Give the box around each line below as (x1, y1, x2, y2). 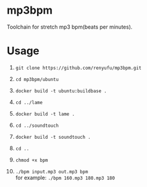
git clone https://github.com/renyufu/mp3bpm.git (15, 65, 142, 71)
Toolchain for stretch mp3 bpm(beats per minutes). (7, 23, 133, 30)
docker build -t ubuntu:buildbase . (15, 88, 107, 94)
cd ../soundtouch (15, 123, 59, 129)
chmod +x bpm (15, 157, 48, 163)
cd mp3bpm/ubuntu (15, 76, 59, 82)
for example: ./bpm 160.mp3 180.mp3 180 (15, 174, 115, 181)
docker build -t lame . (15, 111, 75, 117)
